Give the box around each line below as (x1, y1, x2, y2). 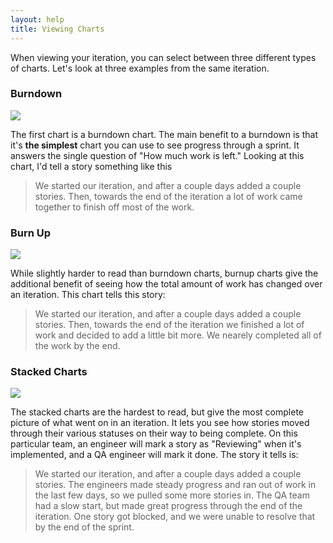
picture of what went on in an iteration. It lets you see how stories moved (10, 417, 310, 429)
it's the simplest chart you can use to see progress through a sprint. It (10, 139, 300, 151)
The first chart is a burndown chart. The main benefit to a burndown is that (10, 128, 318, 140)
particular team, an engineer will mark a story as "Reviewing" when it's (10, 438, 302, 450)
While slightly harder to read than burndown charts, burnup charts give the (10, 267, 319, 280)
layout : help (10, 14, 65, 25)
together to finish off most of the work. (34, 201, 195, 213)
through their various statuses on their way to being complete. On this (10, 427, 298, 440)
